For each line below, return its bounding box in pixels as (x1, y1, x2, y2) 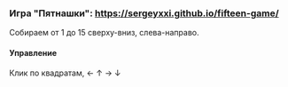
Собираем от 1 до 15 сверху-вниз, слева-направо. (9, 28, 199, 38)
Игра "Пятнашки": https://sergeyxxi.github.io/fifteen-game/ (9, 7, 279, 20)
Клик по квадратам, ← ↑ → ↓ (9, 67, 121, 78)
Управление (9, 47, 58, 58)
